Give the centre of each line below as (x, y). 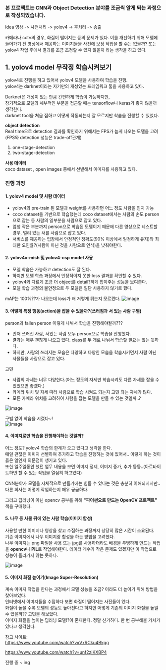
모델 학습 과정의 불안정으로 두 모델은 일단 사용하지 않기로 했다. (72, 288)
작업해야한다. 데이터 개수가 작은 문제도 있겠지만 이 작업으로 (100, 549)
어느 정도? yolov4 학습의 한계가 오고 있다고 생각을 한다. (59, 447)
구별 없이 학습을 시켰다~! (29, 418)
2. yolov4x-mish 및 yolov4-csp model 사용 (49, 257)
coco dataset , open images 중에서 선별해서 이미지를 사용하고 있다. (71, 169)
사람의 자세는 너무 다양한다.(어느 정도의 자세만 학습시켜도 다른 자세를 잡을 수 (86, 379)
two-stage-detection (33, 153)
